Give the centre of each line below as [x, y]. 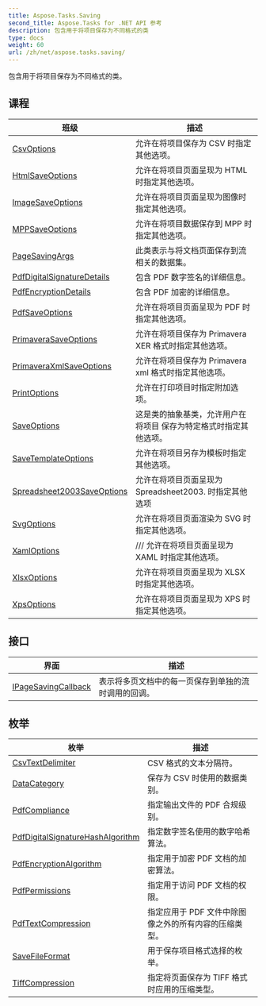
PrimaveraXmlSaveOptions [62, 366]
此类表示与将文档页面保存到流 [191, 250]
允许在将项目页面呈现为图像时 [191, 197]
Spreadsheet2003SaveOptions [70, 491]
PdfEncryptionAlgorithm [57, 864]
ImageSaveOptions [47, 202]
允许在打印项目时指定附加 [183, 387]
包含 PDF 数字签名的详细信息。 [193, 277]
